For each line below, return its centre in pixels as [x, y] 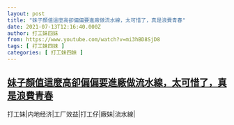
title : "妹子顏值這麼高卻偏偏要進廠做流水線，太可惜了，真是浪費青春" [96, 20]
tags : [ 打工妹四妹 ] [36, 46]
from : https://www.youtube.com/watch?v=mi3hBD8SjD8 [84, 40]
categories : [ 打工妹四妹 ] [45, 53]
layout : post [26, 14]
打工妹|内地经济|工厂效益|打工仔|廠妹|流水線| [71, 114]
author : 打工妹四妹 [33, 33]
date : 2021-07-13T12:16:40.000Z [54, 27]
